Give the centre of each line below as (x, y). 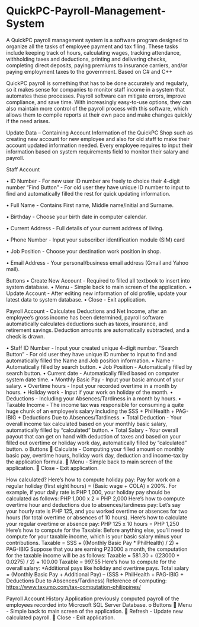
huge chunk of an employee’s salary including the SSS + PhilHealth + (90, 411)
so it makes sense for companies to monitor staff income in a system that (96, 89)
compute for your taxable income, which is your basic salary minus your (94, 536)
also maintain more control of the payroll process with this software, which (97, 108)
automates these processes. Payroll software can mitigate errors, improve (96, 96)
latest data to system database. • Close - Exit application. (76, 299)
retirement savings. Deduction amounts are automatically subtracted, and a (98, 330)
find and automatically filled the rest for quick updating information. (88, 193)
